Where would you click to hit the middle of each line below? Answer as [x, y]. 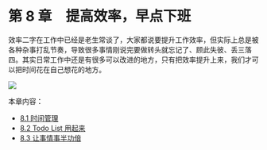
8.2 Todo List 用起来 [52, 128]
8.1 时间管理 [39, 118]
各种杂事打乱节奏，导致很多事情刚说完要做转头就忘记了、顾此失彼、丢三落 [130, 49]
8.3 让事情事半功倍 [50, 138]
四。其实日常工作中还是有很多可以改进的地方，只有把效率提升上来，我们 [126, 60]
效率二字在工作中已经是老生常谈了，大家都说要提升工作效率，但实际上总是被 [133, 40]
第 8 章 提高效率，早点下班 [100, 16]
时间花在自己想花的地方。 [64, 69]
